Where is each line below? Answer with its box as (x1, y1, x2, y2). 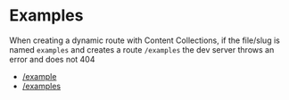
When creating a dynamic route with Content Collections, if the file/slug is (9, 35, 281, 46)
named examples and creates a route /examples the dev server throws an (9, 44, 275, 54)
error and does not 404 (9, 54, 95, 64)
